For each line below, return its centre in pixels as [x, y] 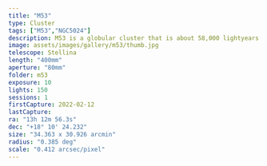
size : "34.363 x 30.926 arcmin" [62, 134]
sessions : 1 [28, 97]
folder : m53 [28, 75]
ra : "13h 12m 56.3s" [43, 120]
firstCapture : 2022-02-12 [51, 105]
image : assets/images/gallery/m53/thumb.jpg [84, 45]
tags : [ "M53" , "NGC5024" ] [50, 30]
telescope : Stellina [43, 53]
